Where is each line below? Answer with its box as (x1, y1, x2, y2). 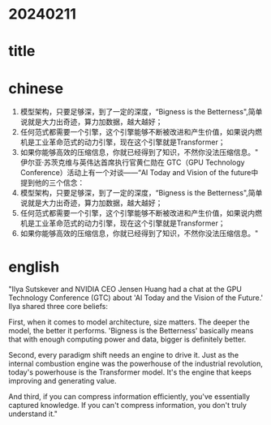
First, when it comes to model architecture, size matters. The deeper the (8, 317, 250, 327)
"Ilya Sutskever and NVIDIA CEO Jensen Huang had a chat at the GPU (8, 285, 242, 294)
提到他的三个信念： (19, 178, 85, 187)
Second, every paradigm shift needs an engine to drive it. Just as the (8, 350, 239, 360)
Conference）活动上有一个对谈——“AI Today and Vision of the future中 (19, 168, 259, 178)
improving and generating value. (8, 376, 117, 386)
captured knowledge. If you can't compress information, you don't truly (8, 401, 247, 410)
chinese (8, 79, 63, 97)
